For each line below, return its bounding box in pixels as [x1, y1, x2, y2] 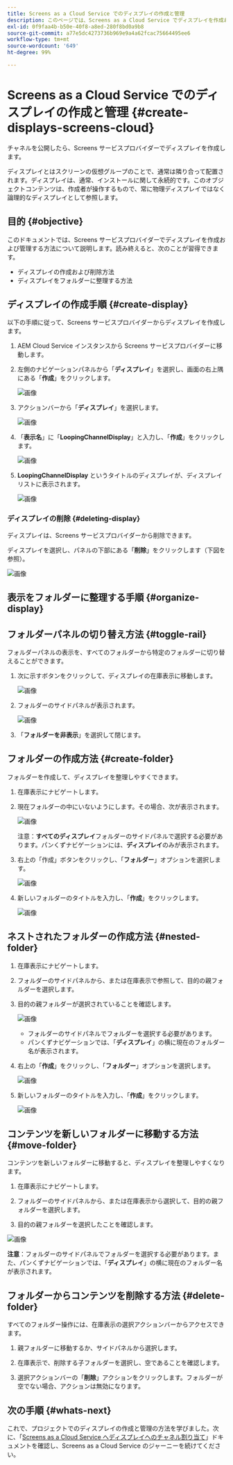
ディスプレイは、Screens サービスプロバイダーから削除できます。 [7, 531, 196, 539]
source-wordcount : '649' [7, 42, 79, 49]
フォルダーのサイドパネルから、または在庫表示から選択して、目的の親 [17, 1197, 218, 1206]
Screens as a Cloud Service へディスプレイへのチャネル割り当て [21, 1433, 206, 1441]
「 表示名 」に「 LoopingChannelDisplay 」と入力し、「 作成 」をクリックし [17, 433, 225, 442]
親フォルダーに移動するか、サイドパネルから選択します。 [17, 1344, 182, 1352]
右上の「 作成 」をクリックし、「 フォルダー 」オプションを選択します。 [17, 1062, 215, 1070]
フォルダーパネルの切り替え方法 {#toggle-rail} [7, 628, 207, 640]
